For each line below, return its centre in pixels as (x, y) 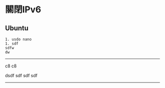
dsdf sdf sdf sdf (21, 75)
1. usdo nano (18, 39)
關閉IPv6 (23, 10)
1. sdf (12, 44)
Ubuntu (17, 28)
